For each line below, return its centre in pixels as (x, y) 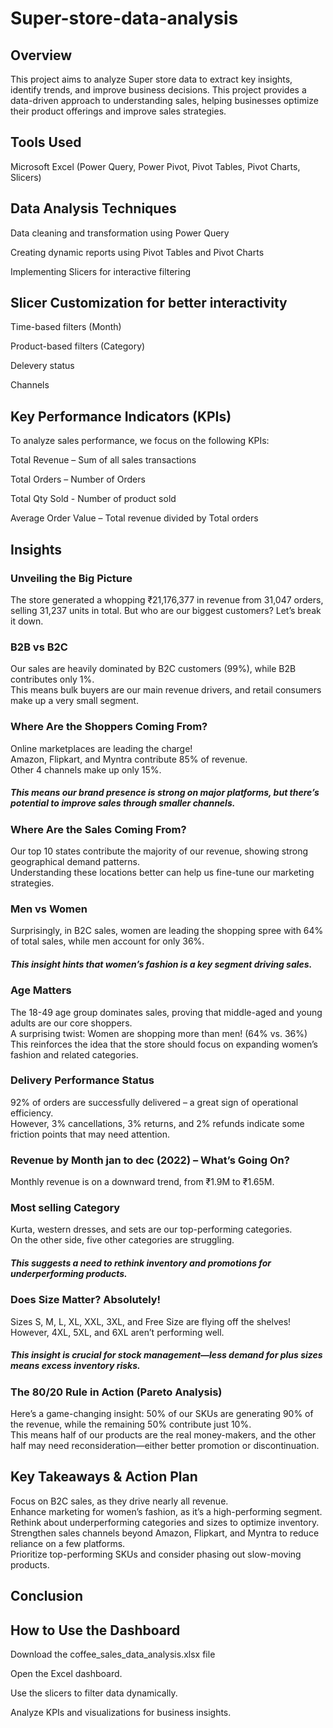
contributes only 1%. (52, 679)
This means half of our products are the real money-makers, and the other (163, 1435)
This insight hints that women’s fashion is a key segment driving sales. (161, 964)
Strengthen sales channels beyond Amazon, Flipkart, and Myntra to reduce (165, 1533)
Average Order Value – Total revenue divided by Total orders (134, 518)
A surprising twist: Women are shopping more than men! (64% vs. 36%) (159, 1033)
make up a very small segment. (74, 701)
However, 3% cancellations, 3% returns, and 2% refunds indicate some (157, 1123)
